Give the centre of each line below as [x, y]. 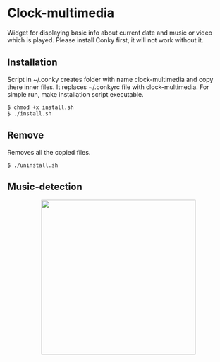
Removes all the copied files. [49, 152]
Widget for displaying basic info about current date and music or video [110, 33]
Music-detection [45, 186]
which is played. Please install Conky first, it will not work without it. [105, 40]
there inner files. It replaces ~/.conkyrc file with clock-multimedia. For [108, 87]
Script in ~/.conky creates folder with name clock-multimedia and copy [110, 79]
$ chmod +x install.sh [41, 107]
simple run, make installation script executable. [75, 94]
